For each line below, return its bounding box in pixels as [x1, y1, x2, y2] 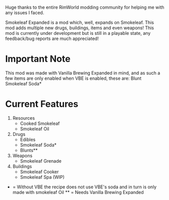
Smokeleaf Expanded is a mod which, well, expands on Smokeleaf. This [5, 20, 154, 25]
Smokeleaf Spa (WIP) [20, 174, 65, 180]
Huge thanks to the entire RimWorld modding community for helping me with [5, 5, 165, 10]
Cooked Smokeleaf [20, 120, 60, 126]
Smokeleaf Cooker [20, 169, 59, 175]
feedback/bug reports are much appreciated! [5, 35, 99, 41]
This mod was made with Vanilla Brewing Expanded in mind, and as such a [5, 70, 160, 76]
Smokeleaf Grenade [20, 158, 62, 164]
